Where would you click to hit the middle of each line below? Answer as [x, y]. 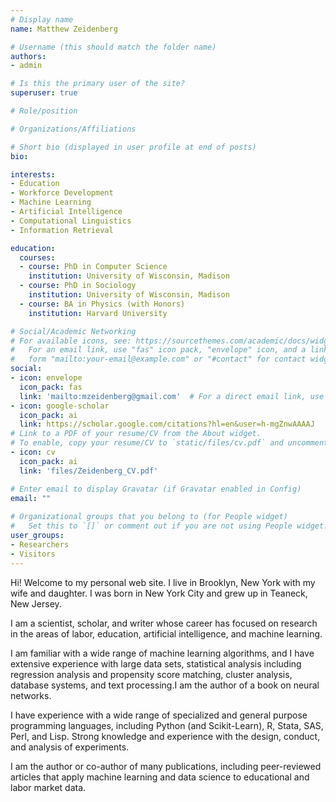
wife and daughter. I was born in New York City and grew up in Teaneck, [159, 593]
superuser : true [44, 93]
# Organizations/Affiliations [73, 129]
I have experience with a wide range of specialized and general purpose [159, 715]
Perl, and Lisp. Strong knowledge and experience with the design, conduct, [165, 736]
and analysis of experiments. [70, 747]
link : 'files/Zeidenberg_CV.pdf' [89, 471]
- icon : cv [33, 452]
